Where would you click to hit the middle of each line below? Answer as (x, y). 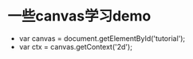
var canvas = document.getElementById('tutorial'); (102, 38)
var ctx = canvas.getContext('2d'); (76, 46)
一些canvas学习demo (79, 16)
